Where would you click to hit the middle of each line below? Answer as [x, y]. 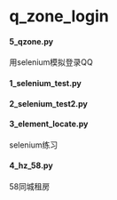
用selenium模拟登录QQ [51, 62]
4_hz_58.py [31, 165]
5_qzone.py [31, 41]
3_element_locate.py [49, 124]
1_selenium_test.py [45, 83]
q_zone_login [59, 16]
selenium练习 [34, 145]
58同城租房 [30, 186]
